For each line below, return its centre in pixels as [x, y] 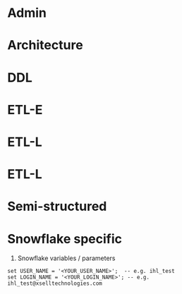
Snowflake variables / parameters [66, 258]
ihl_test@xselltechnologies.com [55, 283]
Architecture [45, 45]
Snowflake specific [65, 239]
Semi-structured [57, 207]
